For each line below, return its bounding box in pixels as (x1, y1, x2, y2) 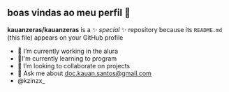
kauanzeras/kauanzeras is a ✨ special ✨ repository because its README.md (7, 25, 223, 33)
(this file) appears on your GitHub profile (7, 33, 124, 42)
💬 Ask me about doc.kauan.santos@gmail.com (17, 69, 152, 77)
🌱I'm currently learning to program (17, 54, 117, 63)
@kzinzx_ (17, 76, 45, 84)
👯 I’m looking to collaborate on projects (17, 61, 131, 70)
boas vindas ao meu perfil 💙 (7, 7, 131, 19)
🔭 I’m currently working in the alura (17, 47, 119, 55)
